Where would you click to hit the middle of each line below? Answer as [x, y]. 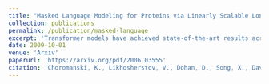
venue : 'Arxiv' [34, 53]
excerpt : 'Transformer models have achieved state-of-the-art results [128, 38]
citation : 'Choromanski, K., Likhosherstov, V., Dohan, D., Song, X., [128, 68]
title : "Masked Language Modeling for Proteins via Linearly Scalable [128, 16]
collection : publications [51, 23]
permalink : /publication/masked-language [78, 30]
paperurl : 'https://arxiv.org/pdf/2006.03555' [87, 61]
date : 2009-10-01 [37, 46]
